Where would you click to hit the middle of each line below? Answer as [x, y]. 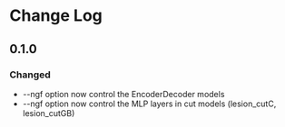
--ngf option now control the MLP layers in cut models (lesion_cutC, [149, 104]
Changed [30, 75]
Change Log [56, 16]
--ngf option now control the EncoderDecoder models [123, 94]
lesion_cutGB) [49, 113]
